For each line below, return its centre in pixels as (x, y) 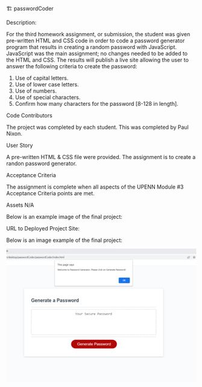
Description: (21, 22)
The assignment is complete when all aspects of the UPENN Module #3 (95, 187)
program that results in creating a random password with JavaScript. (91, 47)
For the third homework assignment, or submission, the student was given (98, 34)
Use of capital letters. (42, 78)
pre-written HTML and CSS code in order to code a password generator (96, 41)
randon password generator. (42, 163)
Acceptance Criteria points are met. (50, 193)
